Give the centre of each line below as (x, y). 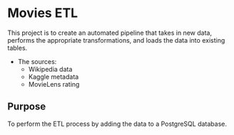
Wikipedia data (50, 69)
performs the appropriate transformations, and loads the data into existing (116, 40)
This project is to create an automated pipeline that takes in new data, (110, 33)
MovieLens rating (54, 84)
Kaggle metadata (54, 77)
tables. (17, 48)
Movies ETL (43, 13)
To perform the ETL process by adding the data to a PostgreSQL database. (117, 124)
